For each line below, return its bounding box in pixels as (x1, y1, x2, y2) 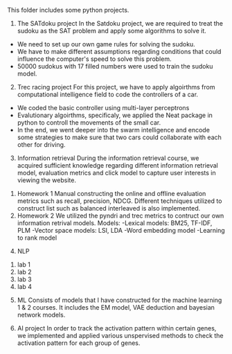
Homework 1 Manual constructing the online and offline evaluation (17, 190, 206, 197)
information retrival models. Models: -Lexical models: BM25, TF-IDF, (17, 219, 213, 227)
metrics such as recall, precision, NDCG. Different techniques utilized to (17, 197, 222, 205)
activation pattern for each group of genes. (17, 339, 141, 347)
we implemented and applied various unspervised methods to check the (17, 332, 224, 339)
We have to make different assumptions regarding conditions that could (17, 48, 222, 55)
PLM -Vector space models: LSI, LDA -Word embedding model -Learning (17, 227, 225, 234)
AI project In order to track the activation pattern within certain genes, (17, 324, 217, 332)
